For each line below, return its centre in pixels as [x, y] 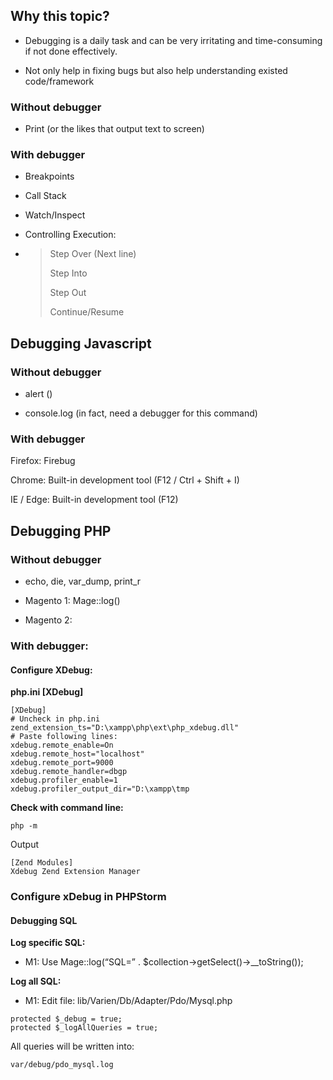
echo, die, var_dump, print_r [83, 581]
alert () [38, 394]
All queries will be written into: [72, 1046]
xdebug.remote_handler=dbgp [69, 772]
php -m [24, 826]
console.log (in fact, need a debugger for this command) [141, 413]
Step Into [68, 273]
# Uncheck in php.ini [55, 719]
